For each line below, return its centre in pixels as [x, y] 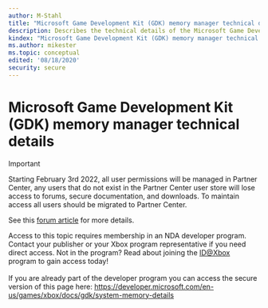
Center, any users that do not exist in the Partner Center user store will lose [132, 187]
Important [24, 163]
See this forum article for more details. [71, 220]
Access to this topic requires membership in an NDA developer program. [128, 235]
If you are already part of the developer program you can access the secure [133, 278]
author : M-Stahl [35, 16]
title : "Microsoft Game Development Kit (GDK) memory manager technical [132, 23]
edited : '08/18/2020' [44, 61]
